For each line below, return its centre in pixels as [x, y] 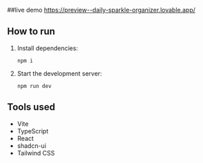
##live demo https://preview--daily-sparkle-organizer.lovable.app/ [101, 10]
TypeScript [33, 131]
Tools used [31, 107]
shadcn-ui [32, 145]
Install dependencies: [47, 48]
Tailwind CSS [36, 153]
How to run [31, 31]
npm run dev [34, 86]
